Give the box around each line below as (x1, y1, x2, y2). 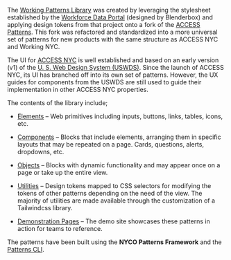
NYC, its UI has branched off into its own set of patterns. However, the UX (7, 71, 219, 79)
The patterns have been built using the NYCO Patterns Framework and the (7, 238, 222, 246)
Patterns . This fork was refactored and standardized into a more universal (7, 28, 218, 36)
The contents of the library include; (7, 99, 108, 106)
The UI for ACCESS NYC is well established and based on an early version (7, 56, 219, 64)
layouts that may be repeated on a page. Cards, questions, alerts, (17, 140, 205, 148)
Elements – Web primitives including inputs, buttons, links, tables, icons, (17, 112, 223, 120)
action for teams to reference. (17, 225, 103, 232)
